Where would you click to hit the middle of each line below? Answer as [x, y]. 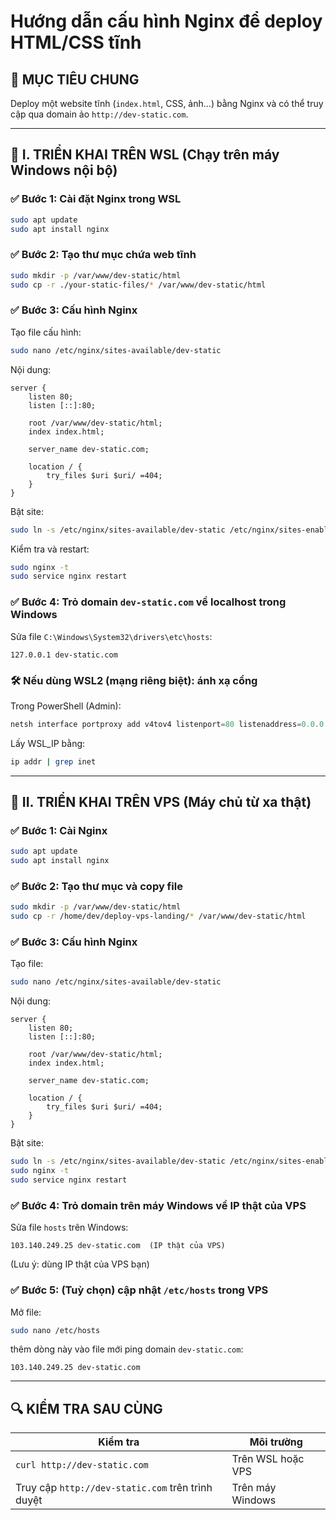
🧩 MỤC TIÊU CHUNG [75, 79]
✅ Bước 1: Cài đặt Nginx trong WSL [96, 199]
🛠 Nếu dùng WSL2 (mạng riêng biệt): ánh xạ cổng [134, 680]
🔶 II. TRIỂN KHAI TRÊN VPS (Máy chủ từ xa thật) [161, 802]
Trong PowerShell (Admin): [66, 706]
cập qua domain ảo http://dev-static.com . [99, 114]
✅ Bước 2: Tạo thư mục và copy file [96, 886]
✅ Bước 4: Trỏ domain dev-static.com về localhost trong [148, 602]
